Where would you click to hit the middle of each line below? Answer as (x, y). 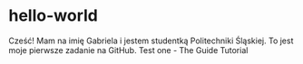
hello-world (54, 16)
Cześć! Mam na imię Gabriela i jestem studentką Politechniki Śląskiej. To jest (151, 41)
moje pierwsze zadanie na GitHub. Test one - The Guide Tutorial (128, 50)
